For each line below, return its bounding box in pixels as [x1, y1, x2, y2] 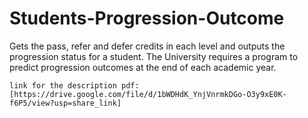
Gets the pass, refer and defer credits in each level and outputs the [9, 40, 286, 52]
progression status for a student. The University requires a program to [9, 50, 299, 62]
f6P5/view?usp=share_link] [9, 98, 122, 108]
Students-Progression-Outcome [9, 7, 285, 30]
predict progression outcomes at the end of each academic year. [9, 61, 277, 73]
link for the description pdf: [9, 80, 140, 91]
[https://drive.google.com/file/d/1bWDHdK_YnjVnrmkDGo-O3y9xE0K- [9, 89, 287, 99]
